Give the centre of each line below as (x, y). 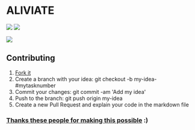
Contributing (31, 58)
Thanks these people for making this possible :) (77, 120)
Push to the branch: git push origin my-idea (69, 98)
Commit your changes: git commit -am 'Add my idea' (80, 91)
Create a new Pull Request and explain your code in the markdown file (102, 104)
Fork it (23, 72)
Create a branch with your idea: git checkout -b (74, 79)
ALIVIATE (30, 11)
